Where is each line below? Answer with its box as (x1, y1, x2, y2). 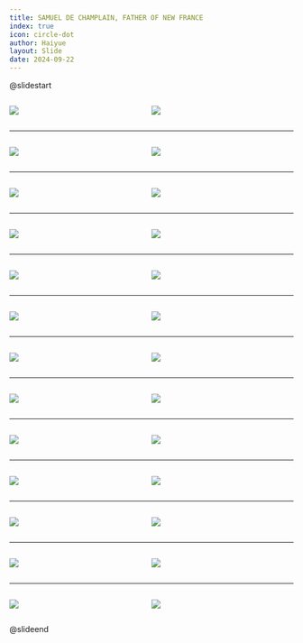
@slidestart (9, 80, 52, 90)
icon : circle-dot (9, 30, 75, 39)
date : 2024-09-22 (9, 55, 75, 64)
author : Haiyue (9, 38, 67, 48)
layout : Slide (9, 47, 63, 56)
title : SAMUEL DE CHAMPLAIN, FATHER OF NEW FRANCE (9, 13, 204, 23)
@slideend (9, 624, 50, 634)
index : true (9, 22, 54, 31)
